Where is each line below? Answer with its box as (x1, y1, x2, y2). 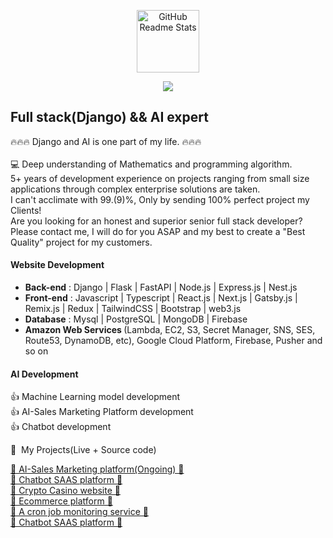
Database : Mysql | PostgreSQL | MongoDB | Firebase (24, 313, 248, 325)
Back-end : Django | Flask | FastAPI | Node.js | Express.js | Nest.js (24, 281, 298, 294)
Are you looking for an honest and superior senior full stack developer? (10, 215, 303, 227)
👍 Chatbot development (10, 421, 112, 433)
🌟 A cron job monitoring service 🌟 (10, 506, 149, 518)
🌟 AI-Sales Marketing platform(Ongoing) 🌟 (10, 463, 185, 475)
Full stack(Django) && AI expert (10, 109, 209, 126)
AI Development (10, 368, 79, 380)
